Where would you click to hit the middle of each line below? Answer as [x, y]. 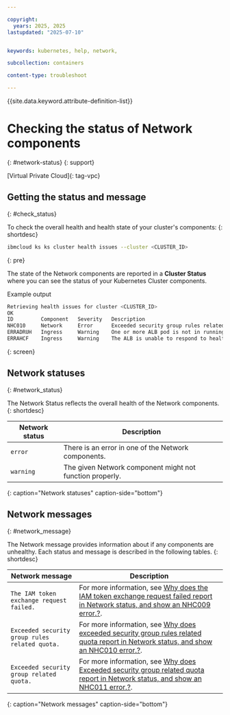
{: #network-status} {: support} [51, 162]
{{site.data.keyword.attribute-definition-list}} [70, 101]
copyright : [23, 19]
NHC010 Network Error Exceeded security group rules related [116, 326]
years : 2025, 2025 [40, 26]
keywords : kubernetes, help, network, [62, 51]
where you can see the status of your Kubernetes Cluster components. [107, 281]
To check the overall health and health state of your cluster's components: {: [115, 227]
